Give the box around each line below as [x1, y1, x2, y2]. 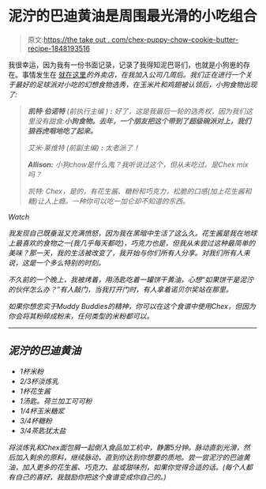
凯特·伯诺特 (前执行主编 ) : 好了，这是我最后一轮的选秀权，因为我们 [27, 106, 246, 115]
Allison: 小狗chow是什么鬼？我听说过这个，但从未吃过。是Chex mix [27, 160, 249, 169]
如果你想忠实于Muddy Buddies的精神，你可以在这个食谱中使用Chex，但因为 [8, 301, 257, 310]
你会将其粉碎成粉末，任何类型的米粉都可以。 [8, 311, 154, 321]
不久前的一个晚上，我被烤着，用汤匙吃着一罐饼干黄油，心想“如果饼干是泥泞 [8, 274, 254, 284]
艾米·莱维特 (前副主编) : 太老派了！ [27, 143, 140, 152]
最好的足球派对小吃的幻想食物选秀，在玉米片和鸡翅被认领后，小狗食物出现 [14, 80, 257, 89]
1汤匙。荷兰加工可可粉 [19, 396, 92, 405]
